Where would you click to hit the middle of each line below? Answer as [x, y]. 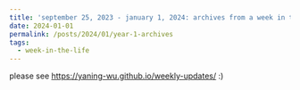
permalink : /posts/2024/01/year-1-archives [92, 34]
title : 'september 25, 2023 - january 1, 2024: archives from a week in [147, 17]
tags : [19, 42]
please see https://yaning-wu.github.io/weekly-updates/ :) [117, 76]
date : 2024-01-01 [42, 26]
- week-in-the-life [54, 51]
